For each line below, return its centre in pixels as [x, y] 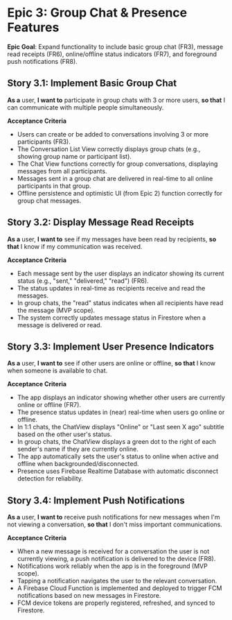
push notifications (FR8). [42, 61]
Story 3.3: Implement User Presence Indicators [111, 346]
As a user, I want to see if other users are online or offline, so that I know [111, 363]
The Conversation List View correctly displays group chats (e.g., [109, 149]
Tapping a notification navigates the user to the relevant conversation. [117, 581]
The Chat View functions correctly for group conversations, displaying [117, 164]
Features [33, 27]
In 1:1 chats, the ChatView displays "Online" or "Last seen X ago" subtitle [121, 427]
